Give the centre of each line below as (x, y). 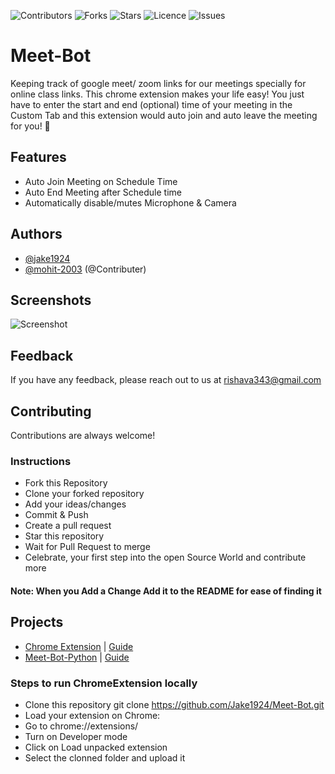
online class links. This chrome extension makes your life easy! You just (157, 94)
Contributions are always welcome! (83, 435)
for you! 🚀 (30, 126)
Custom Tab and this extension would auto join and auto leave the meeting (164, 115)
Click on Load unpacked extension (96, 747)
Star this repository (64, 536)
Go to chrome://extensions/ (81, 726)
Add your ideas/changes (75, 504)
